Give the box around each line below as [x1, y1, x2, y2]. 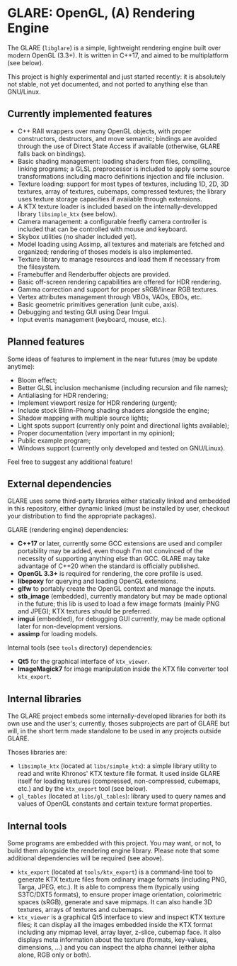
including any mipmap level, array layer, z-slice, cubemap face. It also [17, 928, 221, 936]
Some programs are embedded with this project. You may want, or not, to [7, 839, 221, 847]
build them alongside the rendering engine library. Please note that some [7, 846, 219, 855]
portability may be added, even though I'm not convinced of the [17, 547, 204, 555]
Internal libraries [7, 693, 82, 705]
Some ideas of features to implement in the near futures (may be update [7, 355, 218, 363]
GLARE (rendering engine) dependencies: [7, 526, 129, 534]
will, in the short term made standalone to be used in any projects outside [7, 727, 221, 735]
